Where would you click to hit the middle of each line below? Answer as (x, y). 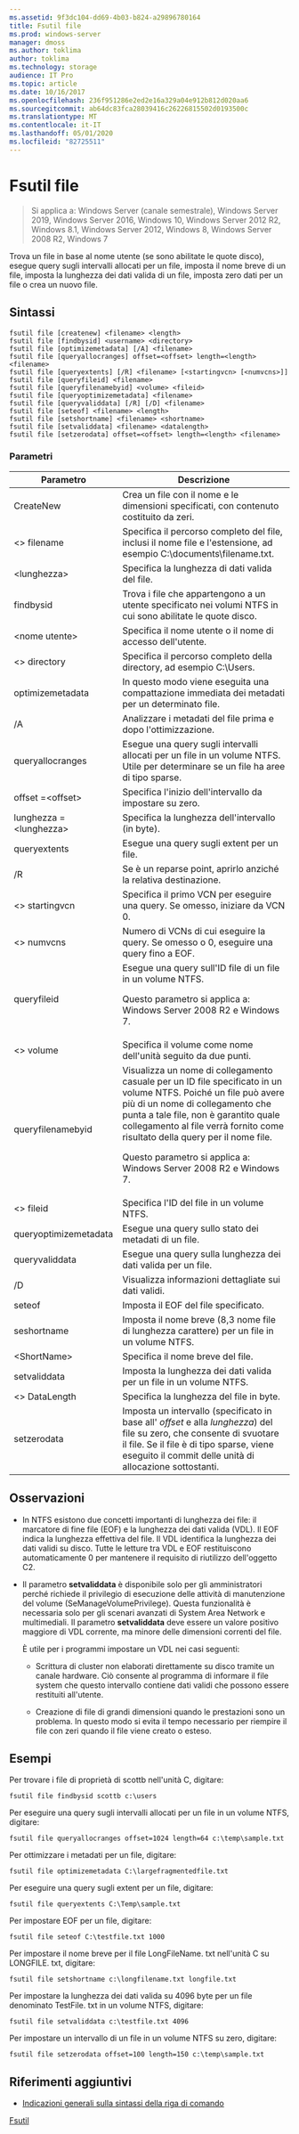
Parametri (31, 457)
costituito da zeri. (158, 517)
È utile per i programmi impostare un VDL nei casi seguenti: (131, 1649)
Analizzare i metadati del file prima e (198, 718)
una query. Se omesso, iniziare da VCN (204, 905)
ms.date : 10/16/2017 (48, 92)
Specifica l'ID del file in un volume (193, 1202)
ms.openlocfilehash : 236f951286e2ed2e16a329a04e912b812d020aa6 (129, 100)
